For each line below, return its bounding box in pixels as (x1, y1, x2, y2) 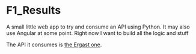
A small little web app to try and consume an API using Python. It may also (6, 23, 191, 30)
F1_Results (6, 4, 61, 17)
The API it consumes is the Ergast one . (6, 41, 102, 48)
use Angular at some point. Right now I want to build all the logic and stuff (6, 29, 189, 36)
